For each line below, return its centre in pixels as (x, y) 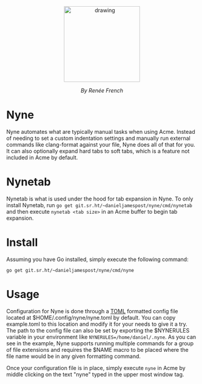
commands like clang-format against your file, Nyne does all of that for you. (101, 144)
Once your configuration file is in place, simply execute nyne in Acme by (96, 368)
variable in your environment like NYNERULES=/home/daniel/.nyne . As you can (101, 337)
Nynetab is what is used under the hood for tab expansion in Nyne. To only (100, 199)
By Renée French (102, 91)
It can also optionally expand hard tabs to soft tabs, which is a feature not (98, 151)
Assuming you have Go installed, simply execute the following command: (98, 259)
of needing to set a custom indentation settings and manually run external (99, 138)
